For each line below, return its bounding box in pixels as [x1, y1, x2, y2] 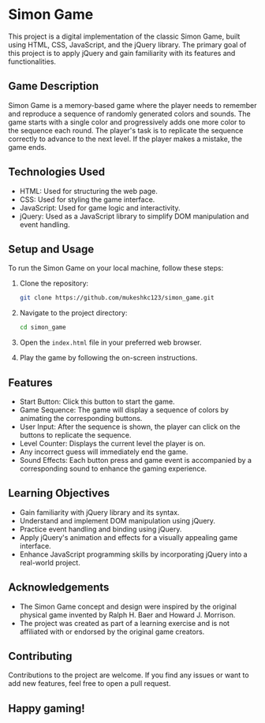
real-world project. [19, 557, 80, 567]
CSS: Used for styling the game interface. [19, 195, 155, 204]
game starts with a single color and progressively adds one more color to [8, 117, 246, 127]
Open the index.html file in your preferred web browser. [19, 337, 203, 348]
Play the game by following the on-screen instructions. [19, 353, 198, 363]
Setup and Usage [8, 242, 95, 255]
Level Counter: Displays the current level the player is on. [19, 438, 206, 448]
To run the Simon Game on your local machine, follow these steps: [8, 263, 224, 273]
